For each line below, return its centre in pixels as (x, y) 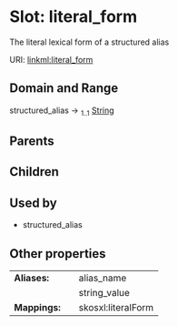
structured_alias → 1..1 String (62, 111)
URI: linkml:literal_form (51, 59)
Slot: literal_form (74, 17)
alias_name (103, 278)
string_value (104, 292)
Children (34, 172)
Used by (33, 203)
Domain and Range (64, 88)
